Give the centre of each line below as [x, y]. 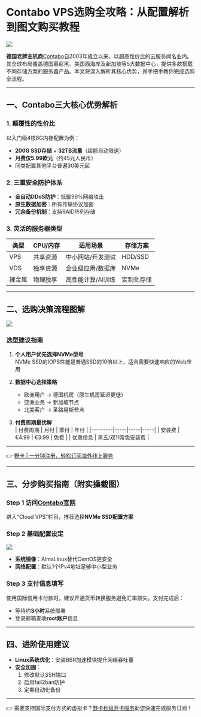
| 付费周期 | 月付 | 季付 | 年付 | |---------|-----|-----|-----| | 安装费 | [97, 430]
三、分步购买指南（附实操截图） [65, 484]
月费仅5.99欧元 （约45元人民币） [56, 158]
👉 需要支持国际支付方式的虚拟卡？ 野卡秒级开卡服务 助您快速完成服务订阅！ [99, 708]
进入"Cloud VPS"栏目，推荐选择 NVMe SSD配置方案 [70, 517]
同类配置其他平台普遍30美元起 [52, 165]
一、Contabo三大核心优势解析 [62, 105]
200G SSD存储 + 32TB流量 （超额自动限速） [69, 150]
